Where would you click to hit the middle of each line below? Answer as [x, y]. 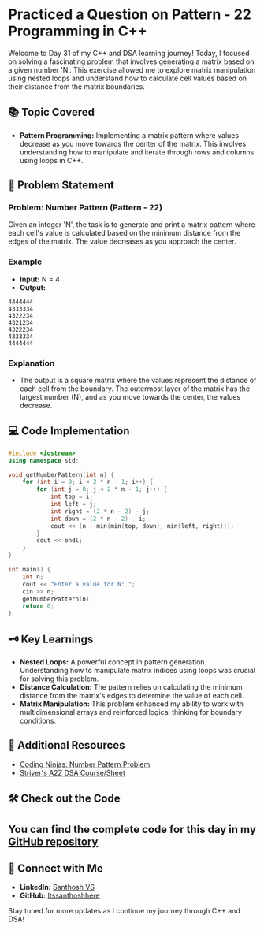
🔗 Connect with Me [56, 869]
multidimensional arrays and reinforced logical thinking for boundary [131, 712]
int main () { [30, 570]
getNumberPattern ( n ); [58, 599]
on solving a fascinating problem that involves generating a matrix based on [131, 61]
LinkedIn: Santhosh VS [57, 887]
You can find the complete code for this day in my [132, 829]
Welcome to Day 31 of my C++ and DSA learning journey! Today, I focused [129, 53]
